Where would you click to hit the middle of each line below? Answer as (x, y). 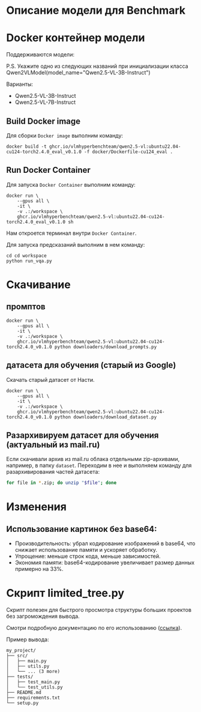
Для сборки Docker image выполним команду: (65, 135)
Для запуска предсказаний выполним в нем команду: (76, 244)
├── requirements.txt (33, 698)
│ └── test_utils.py (34, 687)
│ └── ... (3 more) (33, 672)
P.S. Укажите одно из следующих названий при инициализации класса (97, 66)
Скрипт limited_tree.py (65, 593)
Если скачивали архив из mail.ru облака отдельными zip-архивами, (93, 459)
